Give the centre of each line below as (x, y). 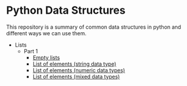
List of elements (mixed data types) (76, 76)
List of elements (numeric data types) (79, 70)
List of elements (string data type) (74, 64)
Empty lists (46, 57)
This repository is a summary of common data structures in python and (93, 27)
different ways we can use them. (46, 33)
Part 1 (31, 51)
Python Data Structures (66, 10)
